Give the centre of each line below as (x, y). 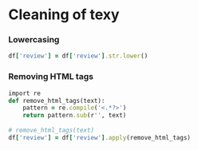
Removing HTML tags (51, 77)
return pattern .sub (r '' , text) (75, 116)
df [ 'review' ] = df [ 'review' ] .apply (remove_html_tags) (100, 137)
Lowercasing (34, 40)
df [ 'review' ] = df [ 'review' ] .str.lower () (78, 56)
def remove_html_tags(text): (57, 101)
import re (25, 93)
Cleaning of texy (64, 15)
